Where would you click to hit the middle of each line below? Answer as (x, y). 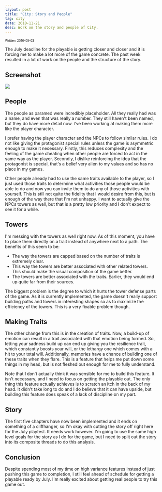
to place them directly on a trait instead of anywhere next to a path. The (76, 241)
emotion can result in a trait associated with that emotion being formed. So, (80, 339)
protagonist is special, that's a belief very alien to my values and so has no (79, 164)
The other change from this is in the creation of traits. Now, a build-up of (77, 333)
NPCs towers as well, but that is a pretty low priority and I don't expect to (78, 204)
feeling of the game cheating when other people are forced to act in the (76, 153)
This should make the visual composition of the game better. (72, 271)
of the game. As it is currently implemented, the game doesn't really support (81, 296)
